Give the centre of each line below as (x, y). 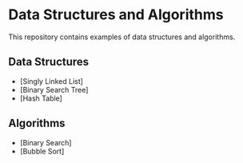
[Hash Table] (41, 98)
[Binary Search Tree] (54, 89)
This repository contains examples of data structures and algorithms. (122, 37)
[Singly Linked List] (52, 81)
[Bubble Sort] (42, 151)
